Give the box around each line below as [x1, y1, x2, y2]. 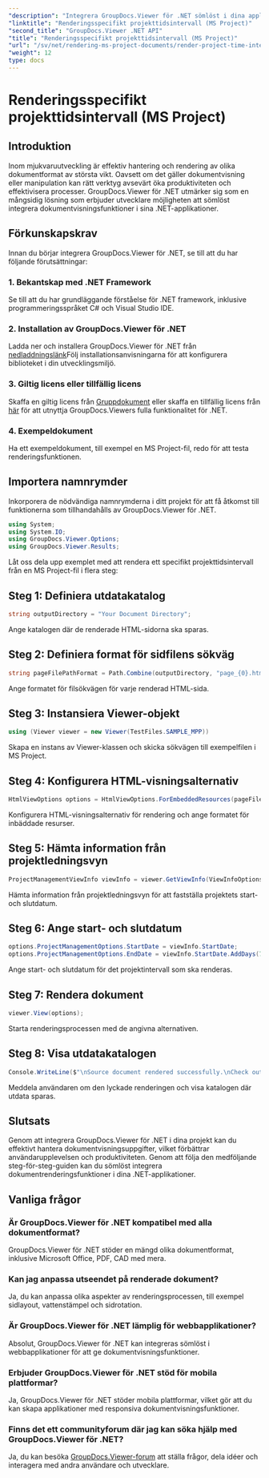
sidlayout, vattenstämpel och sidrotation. [8, 1300, 143, 1310]
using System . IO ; [8, 528, 66, 536]
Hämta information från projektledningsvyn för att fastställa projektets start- [8, 890, 259, 900]
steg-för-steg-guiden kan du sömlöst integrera [8, 1161, 163, 1170]
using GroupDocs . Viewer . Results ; [8, 542, 120, 551]
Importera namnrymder [8, 475, 128, 489]
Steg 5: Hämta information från [8, 842, 167, 856]
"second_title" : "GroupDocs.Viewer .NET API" [8, 26, 163, 34]
